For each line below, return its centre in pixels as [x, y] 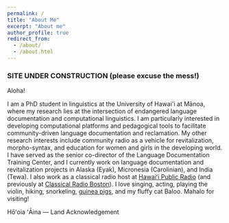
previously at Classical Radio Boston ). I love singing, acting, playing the [107, 184]
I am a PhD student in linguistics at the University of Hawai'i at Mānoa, [106, 104]
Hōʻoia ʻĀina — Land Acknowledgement [63, 212]
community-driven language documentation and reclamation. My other [107, 133]
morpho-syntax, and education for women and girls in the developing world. [115, 148]
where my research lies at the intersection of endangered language [102, 111]
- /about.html [33, 52]
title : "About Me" [33, 20]
